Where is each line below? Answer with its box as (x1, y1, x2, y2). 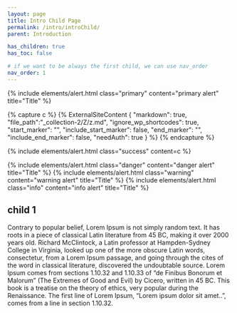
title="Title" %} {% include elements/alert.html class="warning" (7, 168, 194, 177)
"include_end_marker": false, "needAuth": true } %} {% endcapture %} (7, 133, 215, 141)
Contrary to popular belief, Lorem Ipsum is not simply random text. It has (7, 222, 221, 232)
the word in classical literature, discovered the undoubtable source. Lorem (7, 261, 226, 270)
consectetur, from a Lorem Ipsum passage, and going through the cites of (7, 253, 224, 262)
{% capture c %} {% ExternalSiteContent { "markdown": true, (7, 110, 187, 118)
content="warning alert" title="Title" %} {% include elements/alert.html (7, 175, 216, 184)
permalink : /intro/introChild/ (7, 24, 100, 31)
